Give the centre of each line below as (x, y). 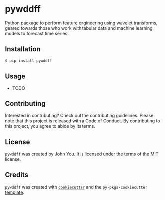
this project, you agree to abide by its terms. (50, 126)
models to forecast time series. (37, 33)
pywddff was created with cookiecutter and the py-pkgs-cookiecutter (76, 187)
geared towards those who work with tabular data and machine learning (79, 28)
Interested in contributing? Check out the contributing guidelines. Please (79, 116)
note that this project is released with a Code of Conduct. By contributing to (82, 121)
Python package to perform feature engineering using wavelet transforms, (81, 23)
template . (15, 192)
